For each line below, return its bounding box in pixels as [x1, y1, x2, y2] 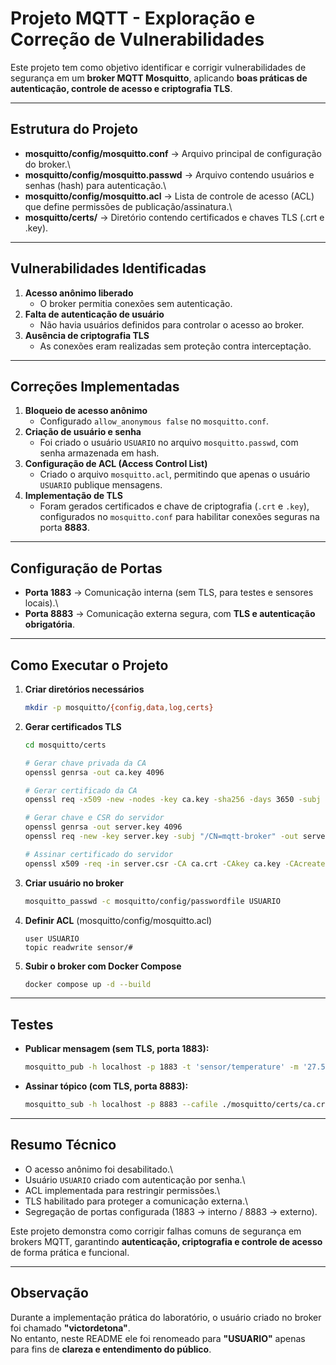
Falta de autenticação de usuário [24, 308, 165, 320]
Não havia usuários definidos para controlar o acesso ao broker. [39, 318, 305, 331]
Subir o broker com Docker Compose [24, 960, 182, 972]
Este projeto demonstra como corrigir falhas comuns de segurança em [10, 1225, 302, 1237]
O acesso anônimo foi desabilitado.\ [24, 1163, 174, 1175]
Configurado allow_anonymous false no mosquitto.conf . [39, 415, 270, 427]
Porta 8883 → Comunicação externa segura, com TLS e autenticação [24, 608, 316, 620]
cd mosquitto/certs [24, 740, 107, 750]
